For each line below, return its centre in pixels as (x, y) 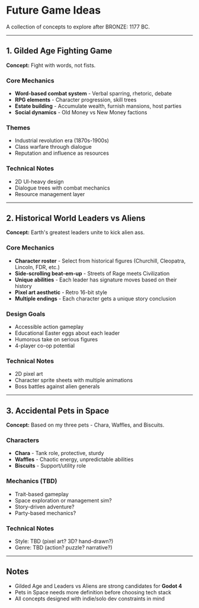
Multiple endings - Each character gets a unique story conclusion (95, 298)
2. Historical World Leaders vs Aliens (76, 218)
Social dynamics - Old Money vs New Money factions (81, 113)
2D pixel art (29, 374)
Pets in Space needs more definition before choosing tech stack (93, 592)
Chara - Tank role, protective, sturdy (59, 453)
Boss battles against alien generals (57, 386)
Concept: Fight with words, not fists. (51, 65)
